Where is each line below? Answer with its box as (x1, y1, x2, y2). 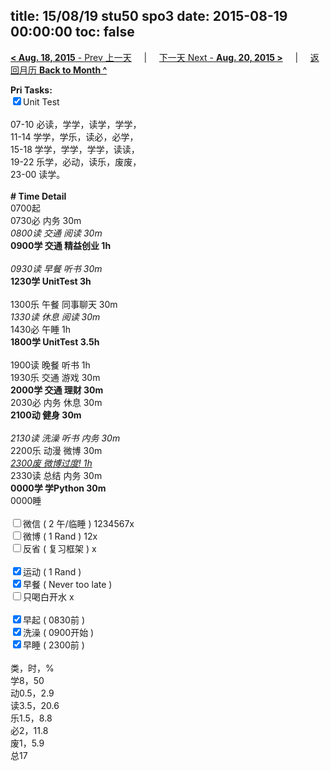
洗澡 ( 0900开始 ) (23, 626, 95, 638)
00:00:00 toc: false (10, 24, 135, 41)
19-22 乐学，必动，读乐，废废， (10, 155, 142, 168)
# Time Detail (10, 190, 67, 202)
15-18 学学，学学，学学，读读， (10, 143, 140, 155)
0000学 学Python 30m (10, 482, 107, 494)
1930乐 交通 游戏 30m (10, 371, 101, 383)
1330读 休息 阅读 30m (10, 310, 101, 323)
